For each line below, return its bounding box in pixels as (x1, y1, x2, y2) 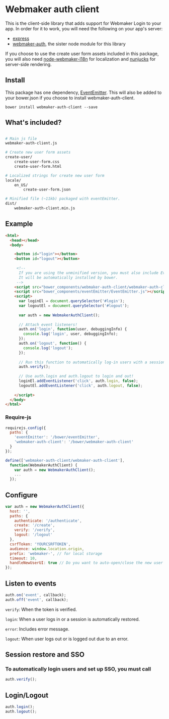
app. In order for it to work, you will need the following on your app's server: (5, 25, 163, 31)
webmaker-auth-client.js (5, 140, 57, 146)
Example (5, 220, 33, 228)
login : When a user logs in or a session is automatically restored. (5, 616, 140, 622)
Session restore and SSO (5, 650, 84, 659)
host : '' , (10, 509, 30, 514)
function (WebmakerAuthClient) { (10, 462, 78, 468)
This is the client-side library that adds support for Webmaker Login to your (5, 20, 161, 26)
